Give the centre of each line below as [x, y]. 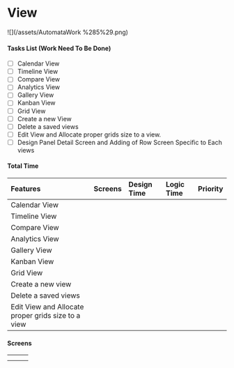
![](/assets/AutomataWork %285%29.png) [68, 32]
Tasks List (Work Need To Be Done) [59, 48]
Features [26, 189]
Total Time [23, 166]
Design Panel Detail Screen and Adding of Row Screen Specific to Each [120, 142]
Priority [211, 189]
